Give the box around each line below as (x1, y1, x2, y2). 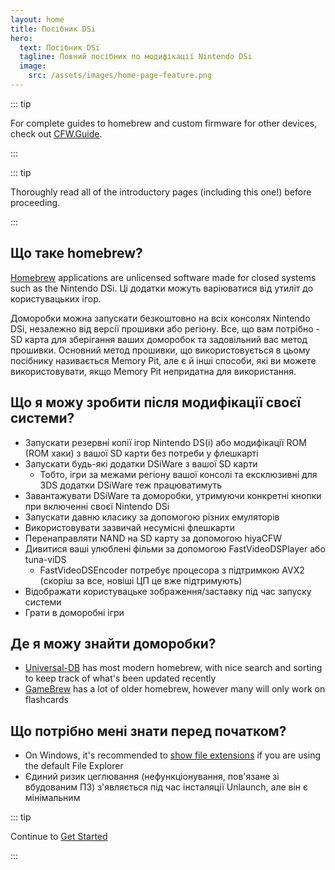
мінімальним (24, 792, 81, 804)
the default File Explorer (24, 760, 124, 772)
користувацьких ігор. (10, 292, 102, 305)
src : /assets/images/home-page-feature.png (28, 71, 213, 81)
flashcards (24, 694, 69, 706)
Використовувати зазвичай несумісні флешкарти (24, 521, 236, 533)
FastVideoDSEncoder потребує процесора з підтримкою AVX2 (39, 564, 305, 576)
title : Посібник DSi (10, 24, 97, 34)
